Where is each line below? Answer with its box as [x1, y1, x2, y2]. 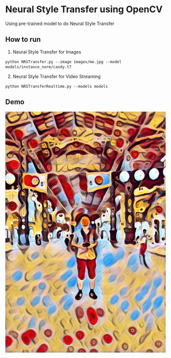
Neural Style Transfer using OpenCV [5, 4, 163, 15]
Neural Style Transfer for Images [12, 48, 81, 55]
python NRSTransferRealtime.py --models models [5, 84, 108, 89]
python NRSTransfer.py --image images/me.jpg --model [5, 59, 122, 64]
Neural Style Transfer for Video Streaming [12, 73, 101, 80]
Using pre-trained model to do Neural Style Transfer [5, 20, 115, 27]
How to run [5, 35, 41, 44]
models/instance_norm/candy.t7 [5, 64, 72, 69]
